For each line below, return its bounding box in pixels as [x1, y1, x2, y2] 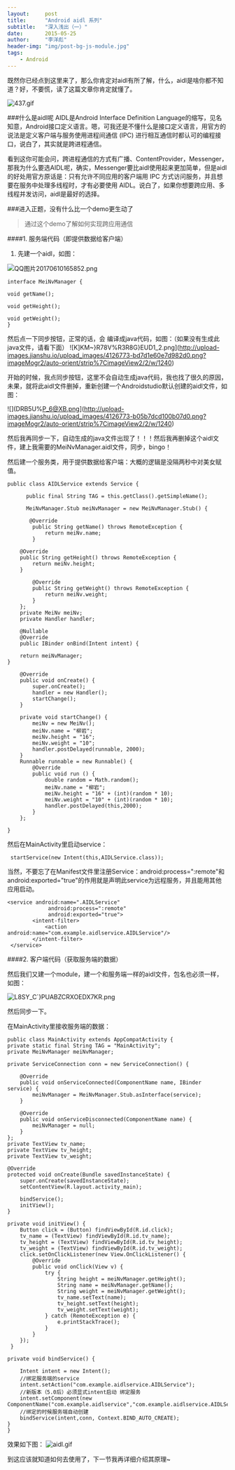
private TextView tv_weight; [7, 1152, 92, 1160]
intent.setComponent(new [20, 1394, 92, 1402]
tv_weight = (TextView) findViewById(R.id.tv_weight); [20, 1245, 183, 1252]
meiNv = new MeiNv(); [32, 720, 96, 727]
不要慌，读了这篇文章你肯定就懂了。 [31, 85, 136, 93]
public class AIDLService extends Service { [7, 480, 139, 488]
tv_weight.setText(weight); [57, 1306, 139, 1313]
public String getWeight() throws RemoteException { [32, 584, 190, 592]
